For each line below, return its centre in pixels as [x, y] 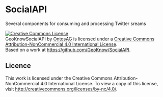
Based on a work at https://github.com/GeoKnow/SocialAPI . [68, 50]
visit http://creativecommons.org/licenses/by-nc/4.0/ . [61, 89]
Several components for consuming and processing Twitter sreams [76, 23]
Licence [18, 66]
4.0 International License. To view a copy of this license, [99, 83]
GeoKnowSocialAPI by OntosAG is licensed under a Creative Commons [80, 39]
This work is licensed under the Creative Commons [59, 78]
